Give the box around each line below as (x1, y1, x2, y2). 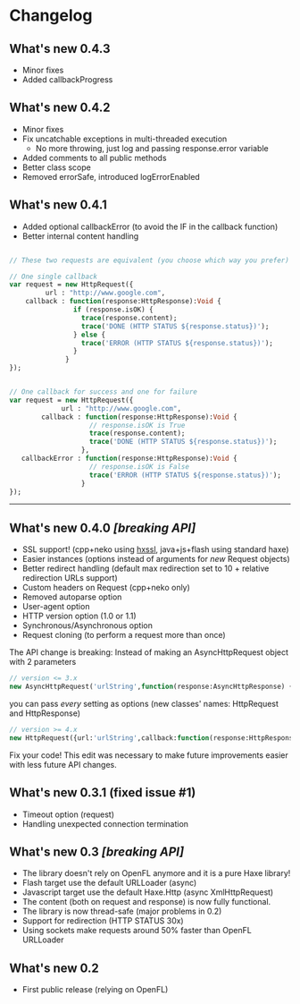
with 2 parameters (9, 657, 77, 668)
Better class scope (21, 162, 91, 173)
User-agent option (21, 601, 90, 612)
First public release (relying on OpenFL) (21, 984, 169, 995)
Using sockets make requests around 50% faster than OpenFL (21, 925, 252, 936)
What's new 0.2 (9, 960, 100, 975)
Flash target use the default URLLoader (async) (21, 878, 197, 889)
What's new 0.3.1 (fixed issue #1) (9, 785, 196, 801)
